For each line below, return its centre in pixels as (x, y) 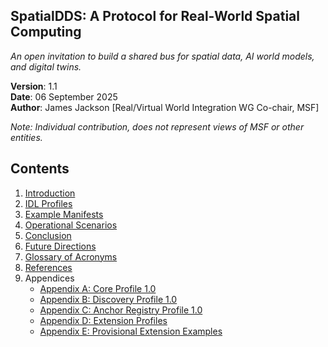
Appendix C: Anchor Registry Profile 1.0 (121, 310)
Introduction (50, 193)
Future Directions (60, 246)
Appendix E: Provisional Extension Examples (131, 331)
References (48, 267)
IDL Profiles (48, 203)
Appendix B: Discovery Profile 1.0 (108, 299)
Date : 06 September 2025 (64, 96)
